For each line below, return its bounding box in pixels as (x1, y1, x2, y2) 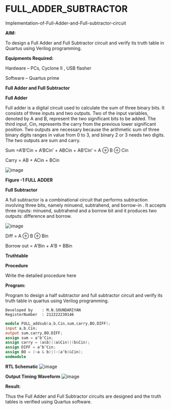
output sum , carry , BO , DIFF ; (5, 330, 63, 335)
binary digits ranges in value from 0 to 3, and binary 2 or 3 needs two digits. (5, 131, 165, 138)
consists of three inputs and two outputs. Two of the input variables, (5, 110, 149, 116)
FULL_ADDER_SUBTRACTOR (5, 3, 128, 15)
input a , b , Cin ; (5, 326, 38, 331)
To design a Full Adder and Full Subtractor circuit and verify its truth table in (5, 39, 164, 46)
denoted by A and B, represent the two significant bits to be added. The (5, 116, 156, 122)
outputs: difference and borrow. (5, 213, 72, 219)
